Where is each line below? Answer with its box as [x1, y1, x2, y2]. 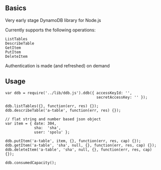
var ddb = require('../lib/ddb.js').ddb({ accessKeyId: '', [5, 90, 133, 95]
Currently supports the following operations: [5, 27, 96, 33]
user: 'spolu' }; [34, 130, 70, 135]
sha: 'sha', [34, 125, 61, 130]
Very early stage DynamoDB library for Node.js [5, 17, 101, 23]
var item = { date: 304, [5, 121, 57, 126]
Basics [5, 4, 26, 12]
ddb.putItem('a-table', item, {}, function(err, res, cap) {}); [5, 138, 141, 144]
